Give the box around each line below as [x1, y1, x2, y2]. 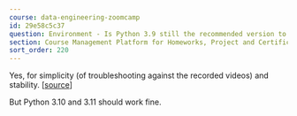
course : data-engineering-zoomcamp [9, 12, 141, 22]
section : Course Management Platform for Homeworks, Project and [9, 37, 255, 47]
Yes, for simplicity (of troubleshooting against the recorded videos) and [9, 70, 270, 81]
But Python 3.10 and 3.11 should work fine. [9, 97, 162, 107]
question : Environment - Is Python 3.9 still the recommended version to [9, 29, 287, 38]
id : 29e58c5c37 [9, 21, 65, 30]
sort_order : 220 [9, 46, 69, 55]
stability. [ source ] [9, 80, 73, 90]
